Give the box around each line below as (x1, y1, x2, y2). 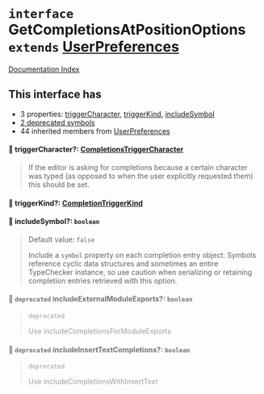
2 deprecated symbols (19, 118, 95, 127)
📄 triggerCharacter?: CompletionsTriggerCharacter (8, 144, 184, 155)
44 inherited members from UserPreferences (19, 126, 171, 135)
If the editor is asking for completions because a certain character (27, 162, 248, 172)
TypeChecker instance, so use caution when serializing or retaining (27, 267, 253, 276)
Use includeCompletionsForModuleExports (27, 326, 172, 336)
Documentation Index (8, 64, 80, 74)
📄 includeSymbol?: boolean (8, 217, 100, 226)
